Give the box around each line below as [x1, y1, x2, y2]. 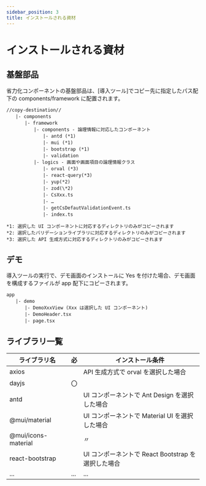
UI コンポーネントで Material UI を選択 [83, 412, 193, 420]
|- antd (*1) [42, 133, 77, 139]
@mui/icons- [9, 431, 48, 440]
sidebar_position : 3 [6, 9, 59, 15]
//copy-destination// [6, 107, 62, 113]
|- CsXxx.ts [42, 192, 74, 198]
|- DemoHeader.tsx [24, 312, 72, 318]
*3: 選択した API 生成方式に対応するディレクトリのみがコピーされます [6, 236, 164, 243]
